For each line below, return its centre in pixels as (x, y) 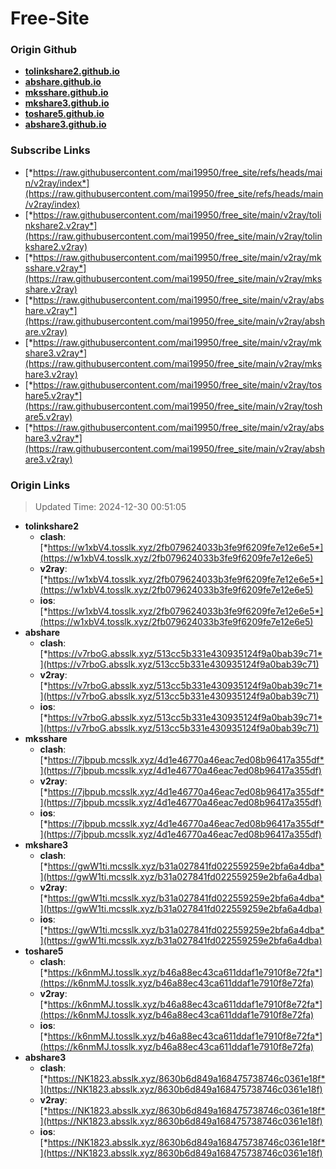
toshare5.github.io (64, 114)
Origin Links (40, 485)
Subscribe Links (50, 150)
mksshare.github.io (66, 93)
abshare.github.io (63, 82)
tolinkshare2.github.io (72, 71)
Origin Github (44, 50)
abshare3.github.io (65, 124)
